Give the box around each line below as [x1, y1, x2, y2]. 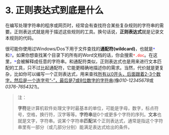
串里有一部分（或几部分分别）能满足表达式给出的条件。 [17, 124, 132, 130]
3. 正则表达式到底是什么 [5, 5, 104, 16]
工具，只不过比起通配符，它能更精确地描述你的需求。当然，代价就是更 [14, 64, 159, 71]
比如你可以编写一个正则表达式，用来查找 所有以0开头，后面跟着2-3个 [14, 71, 157, 77]
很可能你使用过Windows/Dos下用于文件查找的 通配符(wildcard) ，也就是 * [5, 46, 155, 52]
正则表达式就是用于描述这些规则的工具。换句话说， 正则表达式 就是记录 [14, 28, 159, 34]
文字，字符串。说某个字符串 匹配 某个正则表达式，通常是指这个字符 [26, 117, 163, 124]
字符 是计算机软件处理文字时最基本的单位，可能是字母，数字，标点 [17, 105, 154, 111]
